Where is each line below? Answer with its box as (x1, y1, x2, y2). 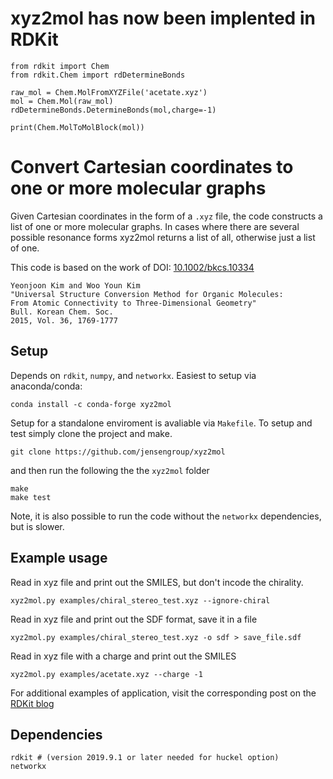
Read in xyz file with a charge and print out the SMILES (10, 650, 237, 662)
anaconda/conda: (10, 380, 83, 392)
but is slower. (10, 520, 65, 532)
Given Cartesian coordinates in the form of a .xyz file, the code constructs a (10, 210, 323, 222)
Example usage (10, 550, 108, 567)
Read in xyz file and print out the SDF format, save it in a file (10, 613, 258, 625)
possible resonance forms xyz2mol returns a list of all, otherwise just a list (10, 231, 316, 243)
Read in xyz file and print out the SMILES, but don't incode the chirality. (10, 576, 304, 588)
